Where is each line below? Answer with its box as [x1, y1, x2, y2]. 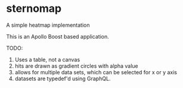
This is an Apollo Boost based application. [6, 33, 109, 40]
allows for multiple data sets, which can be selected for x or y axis [14, 68, 178, 76]
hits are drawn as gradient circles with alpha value [14, 62, 138, 70]
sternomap [6, 2, 62, 15]
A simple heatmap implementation [6, 21, 90, 29]
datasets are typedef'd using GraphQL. [14, 75, 111, 82]
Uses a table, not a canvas [14, 56, 80, 63]
